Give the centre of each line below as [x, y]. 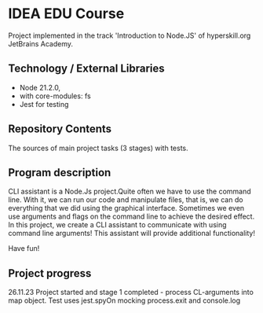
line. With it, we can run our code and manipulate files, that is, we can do [126, 200]
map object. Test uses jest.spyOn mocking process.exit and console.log [124, 300]
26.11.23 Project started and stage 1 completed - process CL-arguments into [131, 293]
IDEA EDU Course [66, 14]
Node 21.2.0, [40, 87]
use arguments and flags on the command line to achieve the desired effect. [131, 216]
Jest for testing [44, 104]
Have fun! [24, 249]
